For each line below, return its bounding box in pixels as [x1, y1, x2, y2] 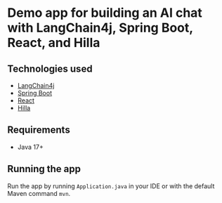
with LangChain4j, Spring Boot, [7, 20, 193, 36]
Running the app [7, 163, 81, 175]
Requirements [7, 124, 70, 136]
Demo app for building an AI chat [7, 5, 202, 21]
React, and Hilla [7, 35, 100, 51]
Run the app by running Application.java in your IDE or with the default [7, 181, 215, 190]
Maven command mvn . [7, 189, 71, 197]
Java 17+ [17, 143, 44, 151]
